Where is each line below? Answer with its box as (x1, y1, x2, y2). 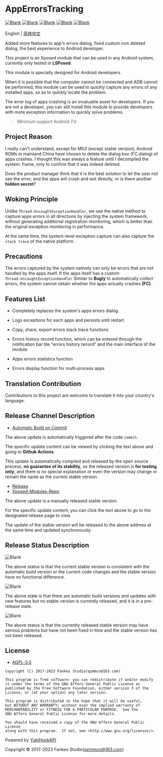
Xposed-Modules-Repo (12, 488, 60, 494)
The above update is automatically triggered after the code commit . (5, 434, 139, 440)
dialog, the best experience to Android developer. (5, 45, 105, 51)
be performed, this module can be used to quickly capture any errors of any (5, 84, 157, 90)
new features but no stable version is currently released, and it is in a (5, 598, 144, 604)
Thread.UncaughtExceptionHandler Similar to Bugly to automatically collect (5, 275, 153, 281)
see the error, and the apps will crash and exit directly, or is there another (5, 175, 152, 181)
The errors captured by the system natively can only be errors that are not (5, 265, 154, 271)
